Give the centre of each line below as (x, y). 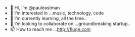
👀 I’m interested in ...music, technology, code (57, 13)
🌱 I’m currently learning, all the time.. (48, 18)
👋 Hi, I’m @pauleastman (35, 8)
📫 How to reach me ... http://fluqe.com (50, 29)
